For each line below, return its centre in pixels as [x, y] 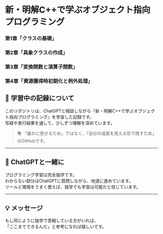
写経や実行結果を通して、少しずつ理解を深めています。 [60, 123]
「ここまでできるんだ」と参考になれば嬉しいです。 [56, 227]
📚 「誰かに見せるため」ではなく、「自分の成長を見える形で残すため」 [87, 133]
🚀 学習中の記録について [40, 98]
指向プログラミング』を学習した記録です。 [51, 117]
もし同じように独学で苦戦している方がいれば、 [52, 220]
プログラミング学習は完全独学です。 [41, 174]
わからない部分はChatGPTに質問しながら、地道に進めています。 [69, 181]
